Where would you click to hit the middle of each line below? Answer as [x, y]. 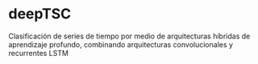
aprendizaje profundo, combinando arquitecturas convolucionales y [121, 44]
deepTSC [40, 14]
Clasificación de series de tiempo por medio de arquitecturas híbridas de [129, 36]
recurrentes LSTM [38, 53]
